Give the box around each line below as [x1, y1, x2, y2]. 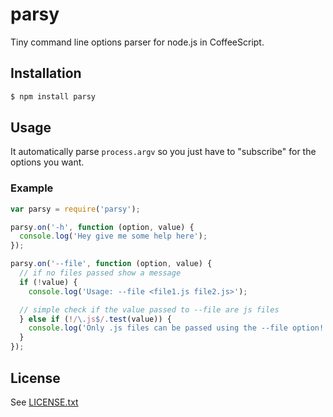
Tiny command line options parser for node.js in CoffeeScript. [10, 36, 265, 48]
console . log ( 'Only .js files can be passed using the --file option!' [28, 323, 329, 333]
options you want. [10, 156, 85, 168]
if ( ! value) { [19, 277, 78, 287]
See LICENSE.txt [10, 396, 79, 408]
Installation [10, 65, 82, 82]
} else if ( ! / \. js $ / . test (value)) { [19, 314, 172, 324]
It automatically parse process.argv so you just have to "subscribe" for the [10, 146, 317, 158]
